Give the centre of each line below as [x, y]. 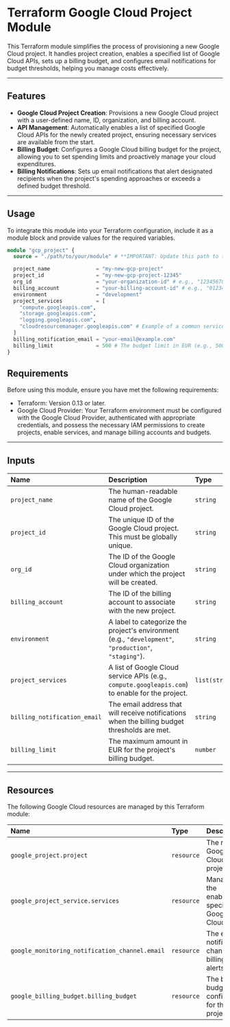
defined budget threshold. [54, 185]
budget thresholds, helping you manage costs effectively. [88, 68]
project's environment [144, 631]
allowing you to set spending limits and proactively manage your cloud [116, 157]
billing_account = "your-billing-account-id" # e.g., [108, 288]
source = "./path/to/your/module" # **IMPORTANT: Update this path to [116, 257]
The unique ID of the [141, 520]
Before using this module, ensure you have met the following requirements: [113, 390]
